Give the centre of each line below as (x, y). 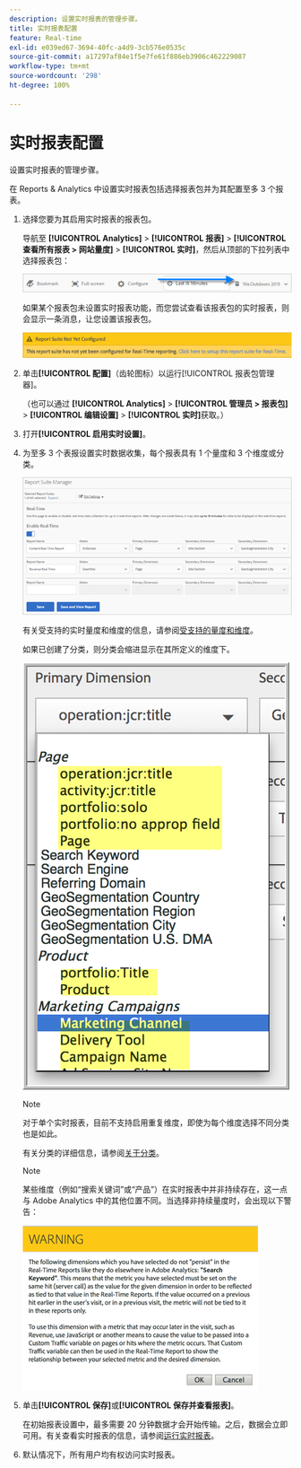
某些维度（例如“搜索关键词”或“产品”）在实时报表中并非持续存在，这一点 (155, 1190)
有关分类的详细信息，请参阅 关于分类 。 (93, 1153)
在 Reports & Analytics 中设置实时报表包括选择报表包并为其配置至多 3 (138, 188)
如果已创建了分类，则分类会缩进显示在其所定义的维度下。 (128, 650)
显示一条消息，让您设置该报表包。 (93, 319)
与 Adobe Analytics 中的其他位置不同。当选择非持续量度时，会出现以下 (153, 1201)
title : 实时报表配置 (43, 28)
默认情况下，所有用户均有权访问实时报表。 (101, 1455)
